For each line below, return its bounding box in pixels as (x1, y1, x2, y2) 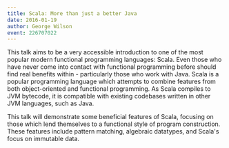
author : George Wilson (7, 23, 72, 30)
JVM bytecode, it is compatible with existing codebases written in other (7, 92, 211, 101)
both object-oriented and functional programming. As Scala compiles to (7, 85, 211, 93)
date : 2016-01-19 (7, 17, 57, 23)
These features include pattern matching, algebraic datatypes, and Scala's (7, 127, 219, 136)
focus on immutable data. (7, 135, 80, 143)
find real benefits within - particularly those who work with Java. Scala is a (7, 70, 219, 78)
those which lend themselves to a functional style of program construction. (7, 120, 221, 128)
